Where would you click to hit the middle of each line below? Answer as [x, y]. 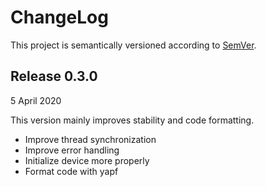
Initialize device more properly [87, 160]
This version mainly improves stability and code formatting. [132, 120]
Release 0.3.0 [54, 76]
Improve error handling [72, 150]
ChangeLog [59, 17]
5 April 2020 [36, 100]
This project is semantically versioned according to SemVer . [133, 45]
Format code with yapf [71, 171]
